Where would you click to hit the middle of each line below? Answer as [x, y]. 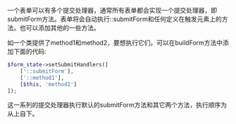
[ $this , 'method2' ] [49, 84]
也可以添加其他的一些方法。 [60, 28]
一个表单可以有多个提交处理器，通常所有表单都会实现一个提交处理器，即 [112, 10]
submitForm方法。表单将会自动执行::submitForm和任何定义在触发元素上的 [114, 19]
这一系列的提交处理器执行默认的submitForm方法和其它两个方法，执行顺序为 [117, 105]
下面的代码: [30, 51]
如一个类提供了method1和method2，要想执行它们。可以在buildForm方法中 [115, 43]
